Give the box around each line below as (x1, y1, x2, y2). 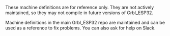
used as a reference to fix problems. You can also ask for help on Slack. (5, 25, 156, 31)
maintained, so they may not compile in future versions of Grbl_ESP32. (5, 10, 154, 16)
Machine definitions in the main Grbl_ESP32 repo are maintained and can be (5, 20, 165, 25)
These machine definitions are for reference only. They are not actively (5, 5, 154, 10)
